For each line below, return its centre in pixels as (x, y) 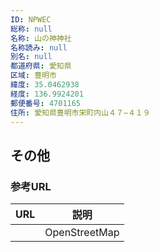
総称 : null (31, 29)
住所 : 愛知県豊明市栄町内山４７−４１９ (80, 112)
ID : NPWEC (31, 19)
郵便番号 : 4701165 (46, 103)
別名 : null (31, 57)
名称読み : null (39, 47)
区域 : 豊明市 (33, 76)
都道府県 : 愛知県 (41, 66)
